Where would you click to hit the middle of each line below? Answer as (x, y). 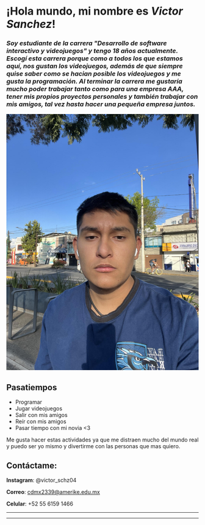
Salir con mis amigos (41, 415)
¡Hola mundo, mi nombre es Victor (95, 11)
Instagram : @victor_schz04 (41, 480)
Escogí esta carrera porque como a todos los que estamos (95, 59)
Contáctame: (32, 466)
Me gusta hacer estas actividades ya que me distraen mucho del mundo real (103, 440)
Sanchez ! (31, 24)
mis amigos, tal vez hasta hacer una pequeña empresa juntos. (101, 104)
